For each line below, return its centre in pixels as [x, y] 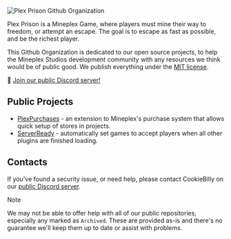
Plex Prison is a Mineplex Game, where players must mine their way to [107, 24]
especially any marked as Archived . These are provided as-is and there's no [115, 220]
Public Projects [40, 102]
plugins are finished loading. [57, 140]
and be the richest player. [43, 39]
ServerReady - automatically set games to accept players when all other [120, 133]
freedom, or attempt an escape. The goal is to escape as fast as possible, [111, 31]
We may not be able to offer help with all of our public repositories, [102, 213]
